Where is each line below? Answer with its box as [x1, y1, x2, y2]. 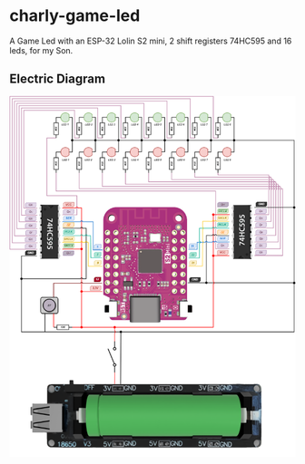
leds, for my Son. [9, 44, 74, 55]
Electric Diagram [9, 72, 106, 87]
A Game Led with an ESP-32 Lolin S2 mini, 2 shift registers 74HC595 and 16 [9, 35, 292, 46]
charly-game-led [9, 5, 141, 26]
